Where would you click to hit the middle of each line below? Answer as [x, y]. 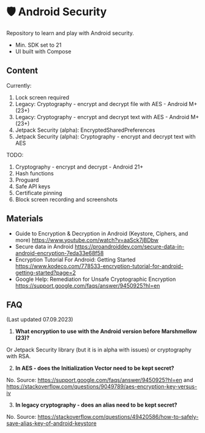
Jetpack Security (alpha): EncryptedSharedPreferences [85, 130]
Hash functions [34, 173]
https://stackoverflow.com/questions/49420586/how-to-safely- [118, 417]
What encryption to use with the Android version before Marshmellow [106, 331]
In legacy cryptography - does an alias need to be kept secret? [96, 405]
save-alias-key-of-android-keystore [51, 423]
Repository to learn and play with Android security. [70, 33]
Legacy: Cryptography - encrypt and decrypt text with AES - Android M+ [107, 117]
